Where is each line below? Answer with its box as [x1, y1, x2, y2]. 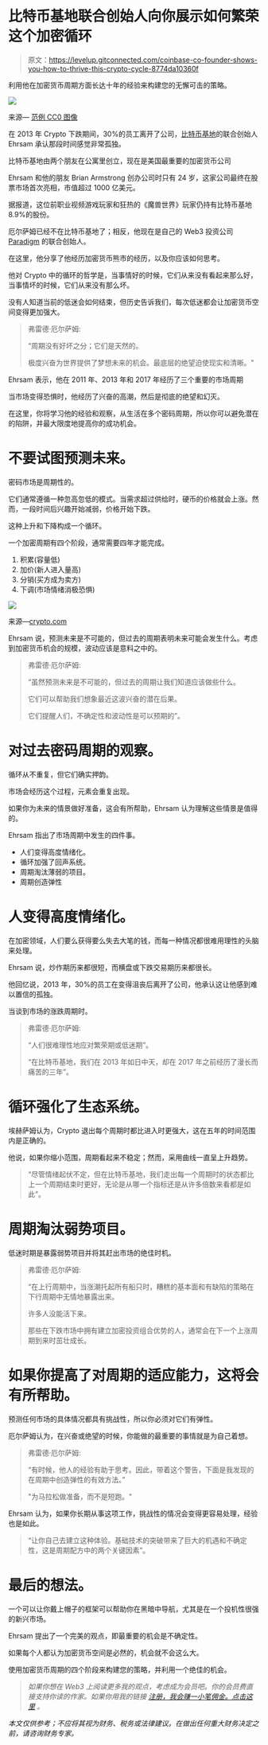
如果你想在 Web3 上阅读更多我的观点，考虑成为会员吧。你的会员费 [27, 1681, 247, 1691]
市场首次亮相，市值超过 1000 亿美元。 [14, 182, 141, 192]
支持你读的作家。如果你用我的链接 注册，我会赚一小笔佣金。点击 [34, 1692, 247, 1701]
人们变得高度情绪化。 [19, 847, 90, 856]
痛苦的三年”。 [27, 1067, 73, 1077]
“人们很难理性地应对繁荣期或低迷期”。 [27, 1040, 153, 1050]
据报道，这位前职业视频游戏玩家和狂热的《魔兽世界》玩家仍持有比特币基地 [8, 200, 252, 209]
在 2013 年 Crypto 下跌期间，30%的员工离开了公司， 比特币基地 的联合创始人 [8, 129, 258, 138]
